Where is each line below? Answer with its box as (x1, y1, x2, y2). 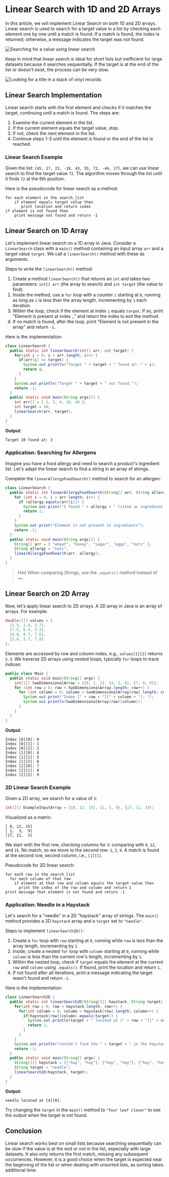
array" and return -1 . (12, 324, 56, 330)
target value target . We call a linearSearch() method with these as (5, 251, 145, 257)
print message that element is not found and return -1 (5, 889, 125, 894)
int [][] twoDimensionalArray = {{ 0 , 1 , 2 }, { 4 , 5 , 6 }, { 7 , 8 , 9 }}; (14, 680, 159, 686)
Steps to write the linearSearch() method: (5, 266, 93, 272)
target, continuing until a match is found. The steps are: (5, 109, 120, 116)
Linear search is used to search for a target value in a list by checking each (5, 25, 161, 31)
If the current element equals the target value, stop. (12, 125, 119, 131)
